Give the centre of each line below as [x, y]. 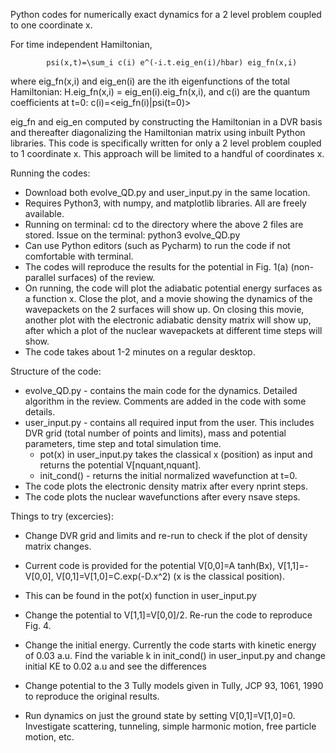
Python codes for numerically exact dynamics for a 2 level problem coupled [166, 14]
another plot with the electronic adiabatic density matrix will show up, [168, 320]
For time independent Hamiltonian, [81, 44]
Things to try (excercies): [62, 516]
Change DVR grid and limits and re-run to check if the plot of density [166, 535]
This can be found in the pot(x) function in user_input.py [140, 595]
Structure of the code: [56, 371]
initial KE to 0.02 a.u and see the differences [115, 666]
